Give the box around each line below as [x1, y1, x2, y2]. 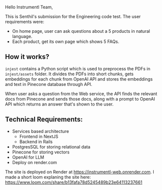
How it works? [5, 53, 50, 61]
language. [12, 34, 33, 39]
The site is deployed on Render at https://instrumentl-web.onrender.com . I [5, 169, 155, 175]
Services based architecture [12, 128, 69, 134]
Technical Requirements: [5, 115, 83, 124]
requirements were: [5, 19, 44, 24]
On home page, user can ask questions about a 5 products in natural [12, 28, 150, 34]
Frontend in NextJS [19, 133, 59, 139]
